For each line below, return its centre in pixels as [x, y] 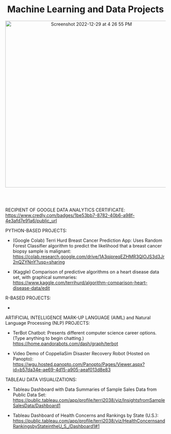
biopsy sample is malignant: [42, 251]
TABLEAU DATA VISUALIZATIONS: [41, 379]
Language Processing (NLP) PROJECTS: [48, 323]
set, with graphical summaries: [45, 277]
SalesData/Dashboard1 [37, 406]
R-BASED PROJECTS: [28, 298]
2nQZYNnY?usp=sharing [39, 262]
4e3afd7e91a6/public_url [31, 221]
